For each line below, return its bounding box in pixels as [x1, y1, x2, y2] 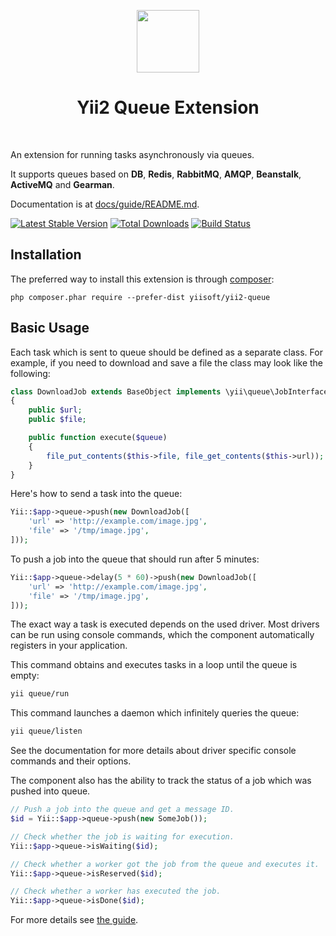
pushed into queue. [10, 785, 91, 797]
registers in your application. [10, 640, 128, 652]
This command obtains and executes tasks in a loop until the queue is [10, 659, 298, 671]
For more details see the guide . [10, 914, 139, 926]
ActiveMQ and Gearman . [10, 178, 115, 190]
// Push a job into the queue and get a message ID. [10, 805, 235, 815]
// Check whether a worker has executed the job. [10, 886, 222, 897]
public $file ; [28, 415, 87, 425]
